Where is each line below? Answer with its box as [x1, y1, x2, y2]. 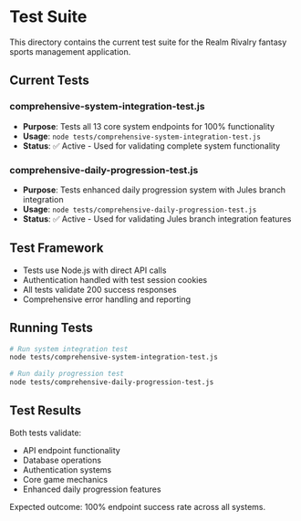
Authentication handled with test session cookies [22, 274, 208, 285]
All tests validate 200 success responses [22, 284, 177, 295]
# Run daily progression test [9, 370, 125, 379]
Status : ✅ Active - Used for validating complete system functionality [22, 140, 281, 151]
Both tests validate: [9, 427, 82, 438]
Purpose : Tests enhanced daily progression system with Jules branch [22, 184, 285, 195]
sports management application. [9, 46, 131, 57]
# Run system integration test [9, 344, 129, 353]
